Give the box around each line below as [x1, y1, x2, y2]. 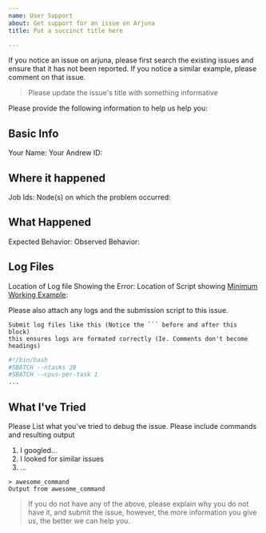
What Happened [8, 215, 92, 229]
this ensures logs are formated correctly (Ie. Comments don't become [8, 335, 248, 343]
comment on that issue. [8, 73, 86, 82]
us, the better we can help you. [27, 515, 130, 525]
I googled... [19, 445, 58, 455]
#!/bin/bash [8, 355, 48, 364]
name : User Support [8, 11, 73, 20]
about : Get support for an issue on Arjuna [8, 19, 156, 27]
